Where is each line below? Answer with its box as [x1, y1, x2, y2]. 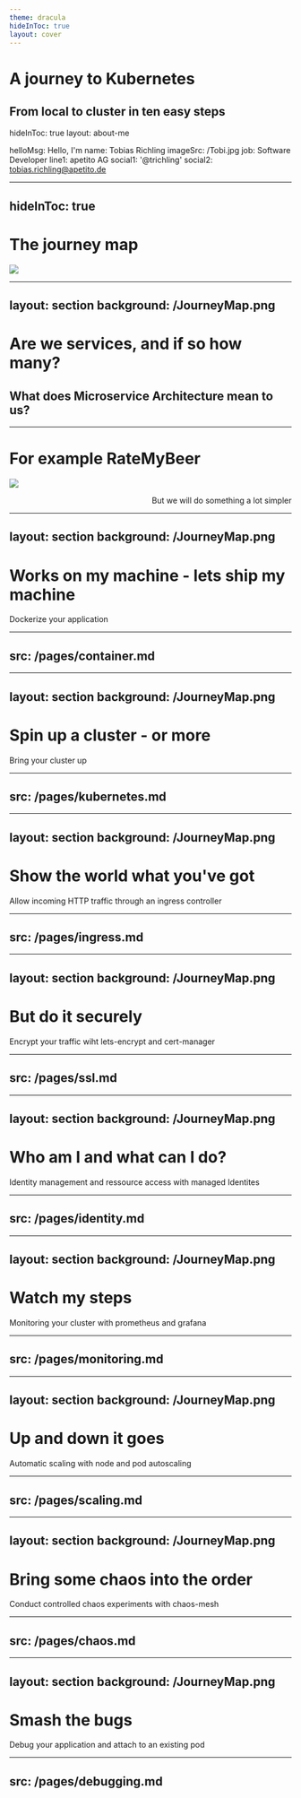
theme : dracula [9, 13, 66, 22]
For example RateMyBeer [9, 449, 202, 469]
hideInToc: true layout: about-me [9, 127, 130, 139]
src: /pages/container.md [9, 648, 155, 663]
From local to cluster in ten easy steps [9, 104, 226, 119]
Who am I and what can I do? [9, 1147, 227, 1168]
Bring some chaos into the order [9, 1569, 254, 1589]
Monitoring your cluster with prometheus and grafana [9, 1318, 207, 1328]
